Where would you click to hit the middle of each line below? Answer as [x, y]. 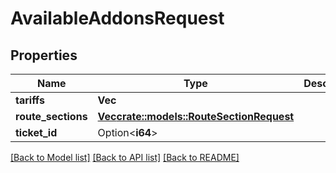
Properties [44, 55]
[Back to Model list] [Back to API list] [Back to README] [125, 157]
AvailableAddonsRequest [117, 18]
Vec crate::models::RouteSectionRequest [196, 116]
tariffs [30, 100]
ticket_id [36, 132]
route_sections [51, 116]
